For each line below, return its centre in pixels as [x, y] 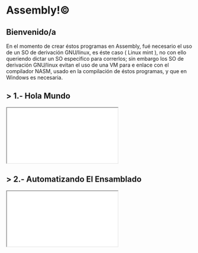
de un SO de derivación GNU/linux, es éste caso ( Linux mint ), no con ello [96, 52]
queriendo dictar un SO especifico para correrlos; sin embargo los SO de [95, 59]
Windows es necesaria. [35, 78]
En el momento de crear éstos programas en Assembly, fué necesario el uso [99, 46]
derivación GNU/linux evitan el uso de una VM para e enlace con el [88, 65]
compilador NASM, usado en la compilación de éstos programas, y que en [97, 71]
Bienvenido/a [31, 32]
